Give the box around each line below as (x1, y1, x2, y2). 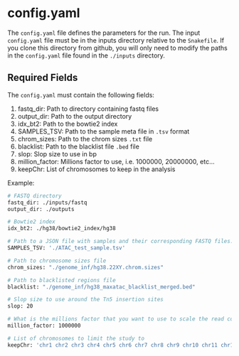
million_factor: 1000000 (7, 322, 81, 329)
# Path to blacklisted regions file (7, 276, 116, 284)
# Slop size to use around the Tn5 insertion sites (7, 296, 164, 303)
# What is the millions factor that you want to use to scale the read (7, 315, 224, 323)
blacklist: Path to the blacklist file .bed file (17, 142, 140, 151)
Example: (7, 178, 35, 187)
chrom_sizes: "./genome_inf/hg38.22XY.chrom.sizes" (7, 264, 164, 271)
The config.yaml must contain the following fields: (7, 90, 155, 99)
